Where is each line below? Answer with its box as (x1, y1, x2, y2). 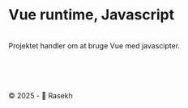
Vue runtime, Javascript (8, 6, 175, 24)
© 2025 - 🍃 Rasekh (8, 90, 73, 100)
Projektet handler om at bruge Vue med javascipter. (8, 40, 181, 50)
